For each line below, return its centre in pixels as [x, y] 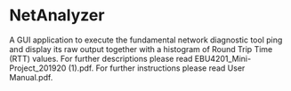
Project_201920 [38, 68]
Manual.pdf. [31, 77]
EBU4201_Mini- [223, 58]
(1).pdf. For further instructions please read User [157, 68]
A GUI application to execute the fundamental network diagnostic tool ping [146, 40]
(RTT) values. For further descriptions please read [101, 58]
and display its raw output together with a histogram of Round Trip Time [141, 49]
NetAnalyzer [57, 15]
